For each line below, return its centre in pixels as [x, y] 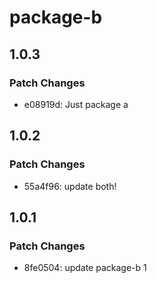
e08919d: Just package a [76, 104]
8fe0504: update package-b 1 [85, 268]
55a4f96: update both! [70, 186]
